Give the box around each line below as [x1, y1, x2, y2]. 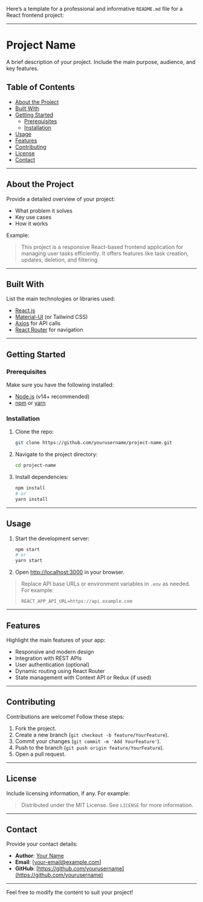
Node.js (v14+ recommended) [14, 393, 90, 401]
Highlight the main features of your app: [6, 636, 106, 643]
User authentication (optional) [14, 661, 89, 668]
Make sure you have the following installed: [6, 381, 114, 388]
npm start [14, 546, 40, 552]
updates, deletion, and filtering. [21, 256, 100, 263]
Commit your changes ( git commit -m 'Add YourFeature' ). [14, 737, 161, 745]
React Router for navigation [14, 326, 83, 333]
